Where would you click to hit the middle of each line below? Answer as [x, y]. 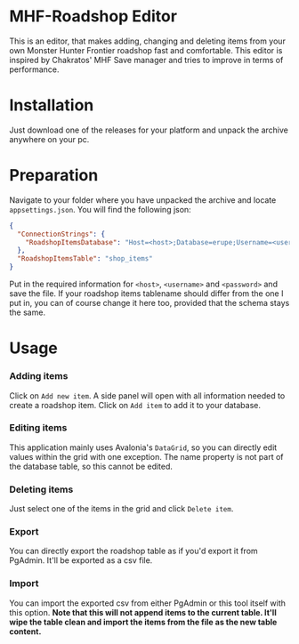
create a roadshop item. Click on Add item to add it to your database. [135, 405]
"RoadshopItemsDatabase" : [73, 242]
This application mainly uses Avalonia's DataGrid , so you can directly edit [143, 447]
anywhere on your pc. [49, 139]
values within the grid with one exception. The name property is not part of [146, 456]
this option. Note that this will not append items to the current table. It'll [143, 612]
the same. [28, 312]
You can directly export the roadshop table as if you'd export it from [133, 551]
